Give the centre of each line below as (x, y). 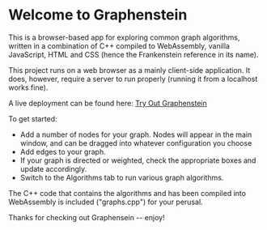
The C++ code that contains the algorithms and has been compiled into (127, 193)
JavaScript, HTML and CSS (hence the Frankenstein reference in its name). (133, 54)
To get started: (33, 118)
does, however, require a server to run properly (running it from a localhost (133, 79)
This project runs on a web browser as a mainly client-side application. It (129, 70)
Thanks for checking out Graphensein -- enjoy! (87, 217)
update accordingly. (53, 168)
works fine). (28, 87)
